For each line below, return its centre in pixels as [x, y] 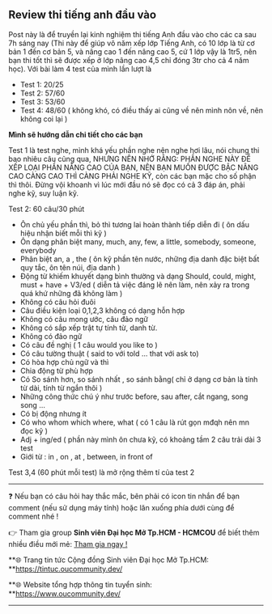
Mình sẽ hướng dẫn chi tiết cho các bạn [76, 134]
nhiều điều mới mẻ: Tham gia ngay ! [68, 544]
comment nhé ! [34, 516]
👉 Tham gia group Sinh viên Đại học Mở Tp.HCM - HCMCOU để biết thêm [134, 532]
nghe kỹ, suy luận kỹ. [44, 193]
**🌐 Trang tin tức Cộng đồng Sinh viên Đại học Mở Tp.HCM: [108, 560]
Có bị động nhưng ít [53, 413]
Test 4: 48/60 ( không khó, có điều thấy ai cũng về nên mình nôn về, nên [142, 110]
